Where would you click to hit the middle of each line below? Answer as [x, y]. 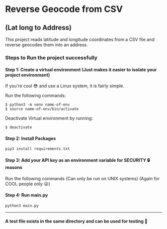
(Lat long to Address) [39, 28]
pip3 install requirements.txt [38, 149]
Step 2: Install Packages [31, 138]
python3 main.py [22, 206]
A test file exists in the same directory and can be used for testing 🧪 [76, 221]
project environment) [28, 75]
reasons [14, 167]
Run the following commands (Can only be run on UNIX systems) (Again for [83, 178]
